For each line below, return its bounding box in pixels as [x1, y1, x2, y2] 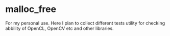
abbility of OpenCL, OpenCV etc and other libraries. [5, 25, 114, 31]
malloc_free [5, 3, 57, 15]
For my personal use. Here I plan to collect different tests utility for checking [5, 20, 165, 26]
